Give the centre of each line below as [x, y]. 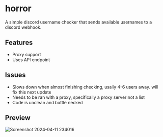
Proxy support [27, 54]
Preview [18, 118]
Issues [15, 75]
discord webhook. [23, 27]
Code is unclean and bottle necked [47, 102]
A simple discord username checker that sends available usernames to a [79, 22]
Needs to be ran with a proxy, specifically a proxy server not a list [78, 97]
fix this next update [32, 92]
